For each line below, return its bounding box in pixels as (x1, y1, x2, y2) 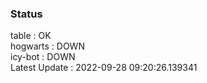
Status (10, 7, 43, 21)
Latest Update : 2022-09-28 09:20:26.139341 (10, 62, 198, 74)
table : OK (10, 30, 52, 42)
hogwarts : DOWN (10, 40, 85, 52)
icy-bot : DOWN (10, 51, 76, 63)
